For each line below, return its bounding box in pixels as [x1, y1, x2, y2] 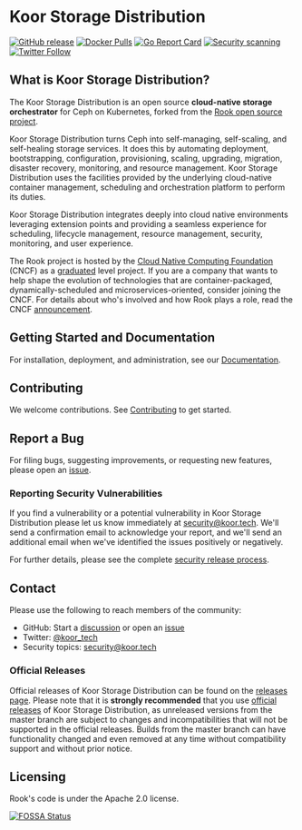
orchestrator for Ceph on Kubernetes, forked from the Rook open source [9, 106, 283, 117]
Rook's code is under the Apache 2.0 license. [9, 793, 180, 805]
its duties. [9, 191, 46, 202]
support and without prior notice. [9, 743, 133, 754]
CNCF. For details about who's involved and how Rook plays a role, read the [9, 293, 293, 305]
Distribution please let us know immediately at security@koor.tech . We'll [9, 518, 279, 529]
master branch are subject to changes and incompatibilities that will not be [9, 714, 288, 725]
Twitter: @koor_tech [22, 632, 98, 643]
